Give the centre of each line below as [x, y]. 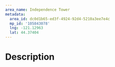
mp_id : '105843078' [30, 23]
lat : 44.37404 [24, 33]
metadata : [15, 14]
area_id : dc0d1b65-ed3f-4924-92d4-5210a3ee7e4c [60, 19]
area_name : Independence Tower [38, 10]
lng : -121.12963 [26, 28]
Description [30, 57]
